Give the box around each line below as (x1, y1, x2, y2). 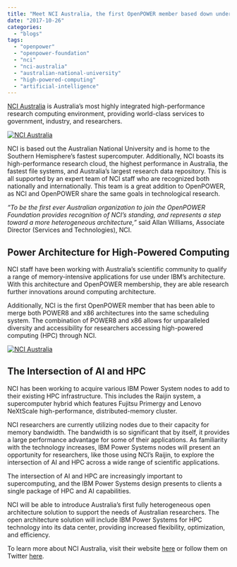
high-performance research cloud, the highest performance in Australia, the (7, 160, 229, 168)
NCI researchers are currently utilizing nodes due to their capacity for (7, 420, 209, 428)
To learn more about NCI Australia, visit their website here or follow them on (7, 544, 228, 552)
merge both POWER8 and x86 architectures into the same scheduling (7, 309, 209, 317)
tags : (7, 37, 23, 44)
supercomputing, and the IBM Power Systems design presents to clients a (7, 479, 222, 488)
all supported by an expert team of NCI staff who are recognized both (7, 175, 210, 183)
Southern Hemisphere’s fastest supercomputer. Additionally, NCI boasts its (7, 152, 224, 160)
